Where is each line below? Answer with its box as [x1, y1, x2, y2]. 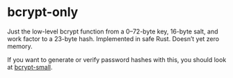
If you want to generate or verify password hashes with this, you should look [7, 55, 227, 63]
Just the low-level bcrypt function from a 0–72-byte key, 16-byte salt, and [7, 27, 218, 36]
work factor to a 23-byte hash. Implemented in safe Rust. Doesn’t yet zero [7, 34, 220, 42]
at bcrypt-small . [7, 63, 53, 71]
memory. [7, 42, 33, 50]
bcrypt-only [7, 4, 79, 20]
